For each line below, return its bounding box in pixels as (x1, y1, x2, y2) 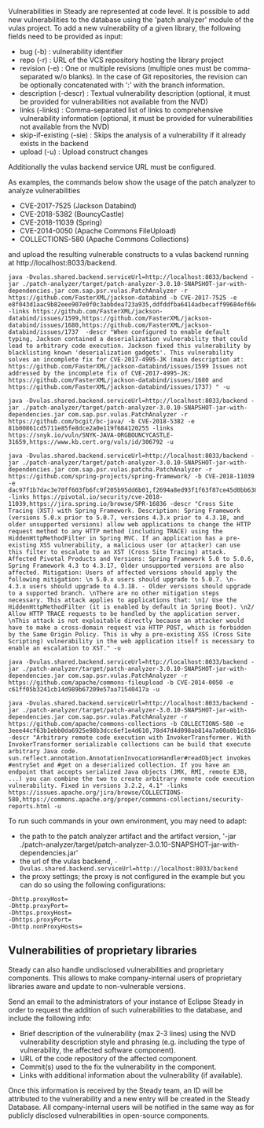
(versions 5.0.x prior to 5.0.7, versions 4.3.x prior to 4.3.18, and (8, 514, 244, 522)
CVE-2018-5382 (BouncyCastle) (19, 210, 124, 218)
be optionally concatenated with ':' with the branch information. (19, 80, 225, 90)
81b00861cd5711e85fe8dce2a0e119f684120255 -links (8, 424, 174, 432)
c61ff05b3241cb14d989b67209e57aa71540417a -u (8, 686, 159, 694)
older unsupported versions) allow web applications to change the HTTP (8, 521, 251, 529)
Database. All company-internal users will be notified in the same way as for (8, 1102, 255, 1112)
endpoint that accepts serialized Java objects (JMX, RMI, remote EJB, (8, 768, 247, 776)
